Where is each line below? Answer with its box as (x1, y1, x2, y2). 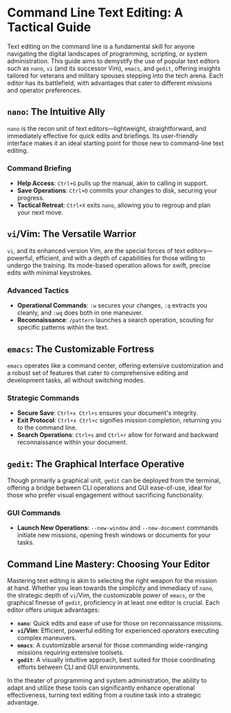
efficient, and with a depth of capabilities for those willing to (35, 253, 206, 262)
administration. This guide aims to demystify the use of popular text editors (7, 56, 220, 65)
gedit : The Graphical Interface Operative (7, 458, 185, 469)
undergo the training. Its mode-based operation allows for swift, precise (7, 261, 211, 269)
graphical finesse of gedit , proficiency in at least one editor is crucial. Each (7, 599, 220, 607)
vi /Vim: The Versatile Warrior (7, 228, 137, 240)
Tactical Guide (7, 19, 91, 35)
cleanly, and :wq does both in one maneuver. (16, 308, 143, 317)
